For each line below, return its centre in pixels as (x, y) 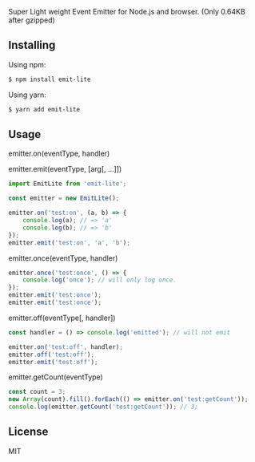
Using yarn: (27, 95)
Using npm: (27, 64)
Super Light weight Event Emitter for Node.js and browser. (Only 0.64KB (127, 12)
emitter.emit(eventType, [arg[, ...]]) (65, 169)
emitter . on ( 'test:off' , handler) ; (66, 347)
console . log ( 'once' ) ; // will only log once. (100, 280)
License (28, 432)
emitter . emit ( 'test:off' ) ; (53, 362)
